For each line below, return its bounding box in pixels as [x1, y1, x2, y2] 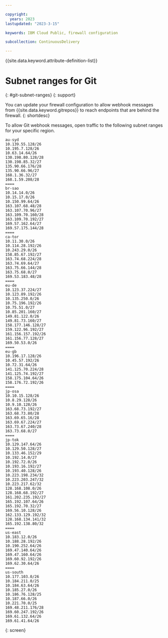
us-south [5, 570, 24, 575]
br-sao [5, 186, 19, 191]
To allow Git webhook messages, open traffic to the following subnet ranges [5, 122, 163, 129]
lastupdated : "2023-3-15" [5, 21, 59, 26]
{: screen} [5, 627, 26, 633]
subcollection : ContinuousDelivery [5, 39, 80, 44]
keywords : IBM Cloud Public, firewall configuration [5, 30, 118, 35]
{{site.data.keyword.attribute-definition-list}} [5, 57, 98, 64]
